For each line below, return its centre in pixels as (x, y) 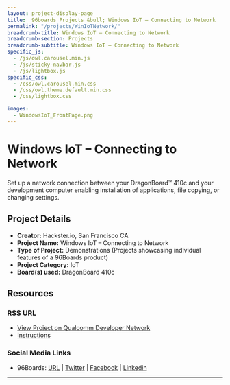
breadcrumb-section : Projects (50, 39)
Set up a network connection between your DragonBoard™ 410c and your (111, 183)
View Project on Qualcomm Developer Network (84, 328)
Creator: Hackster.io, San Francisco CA (73, 235)
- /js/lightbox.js (40, 71)
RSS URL (22, 313)
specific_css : (27, 77)
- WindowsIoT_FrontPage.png (53, 115)
